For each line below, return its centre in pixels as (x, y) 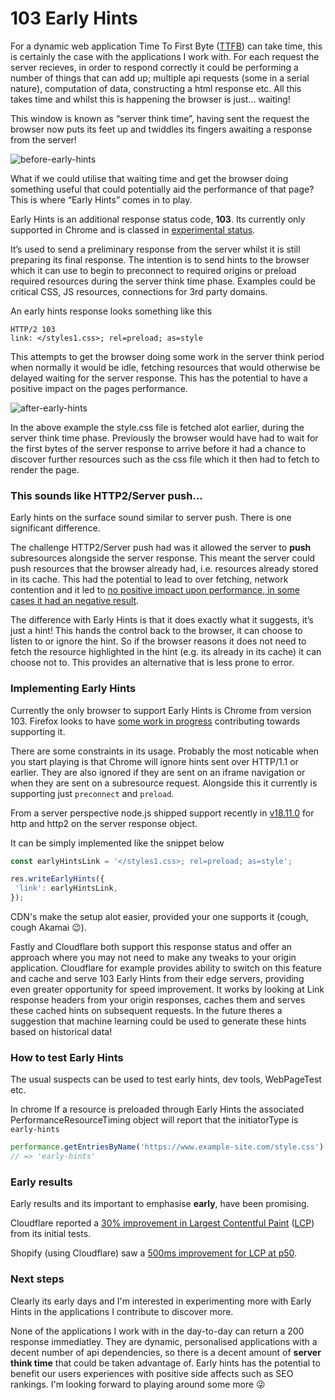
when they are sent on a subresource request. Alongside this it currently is (164, 783)
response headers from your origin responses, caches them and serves (158, 1000)
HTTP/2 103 (33, 329)
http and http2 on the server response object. (104, 823)
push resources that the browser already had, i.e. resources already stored (164, 569)
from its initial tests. (51, 1234)
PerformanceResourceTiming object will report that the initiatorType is (154, 1120)
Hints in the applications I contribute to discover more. (122, 1311)
